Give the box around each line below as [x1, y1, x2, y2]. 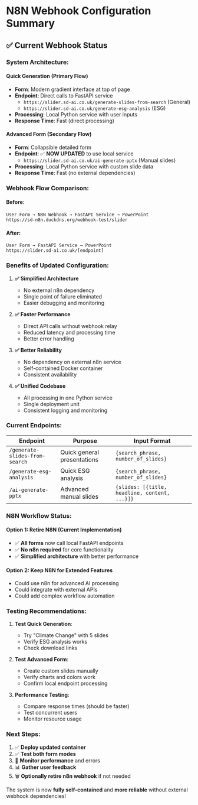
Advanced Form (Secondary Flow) [6, 131, 92, 138]
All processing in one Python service [23, 394, 113, 401]
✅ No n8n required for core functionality [14, 546, 114, 553]
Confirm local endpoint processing [23, 680, 108, 687]
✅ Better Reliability [14, 346, 62, 353]
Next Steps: [6, 730, 41, 738]
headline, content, [115, 489, 170, 496]
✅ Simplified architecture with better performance [14, 553, 139, 560]
